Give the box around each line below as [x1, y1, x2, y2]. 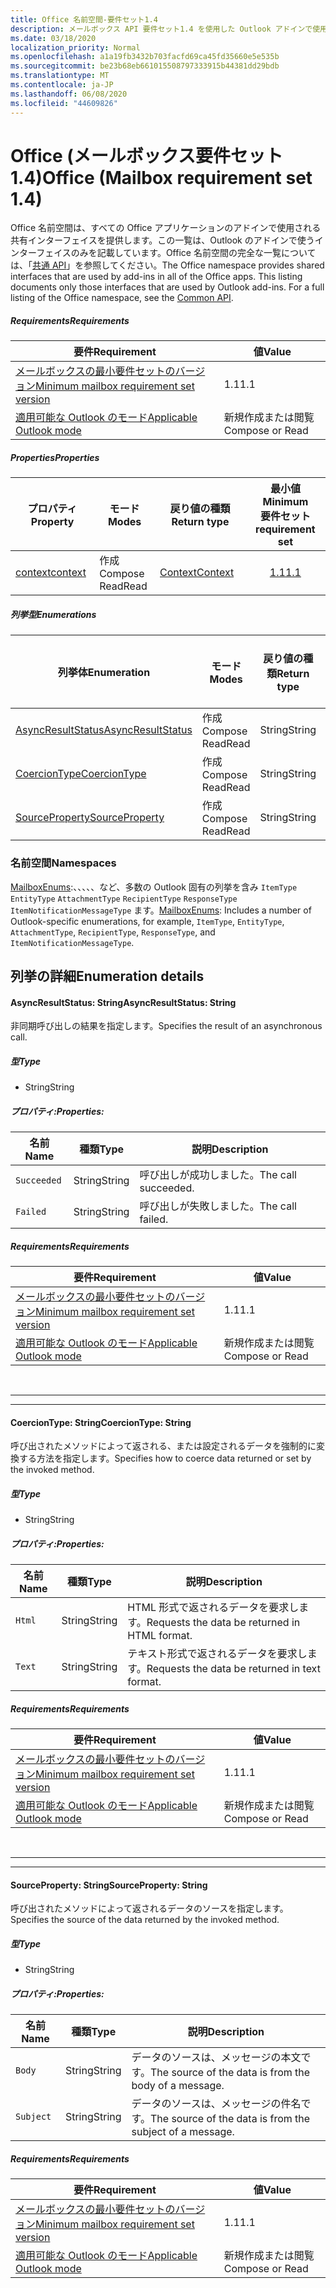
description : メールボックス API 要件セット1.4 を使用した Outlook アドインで [10, 24, 313, 34]
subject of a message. [131, 2125, 235, 2139]
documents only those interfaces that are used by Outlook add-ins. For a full [10, 281, 325, 293]
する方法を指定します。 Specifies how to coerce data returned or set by [18, 1452, 312, 1465]
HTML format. [127, 1629, 193, 1643]
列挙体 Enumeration [57, 666, 151, 680]
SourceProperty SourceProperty [15, 811, 165, 825]
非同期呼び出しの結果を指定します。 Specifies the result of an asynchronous [10, 1020, 323, 1032]
